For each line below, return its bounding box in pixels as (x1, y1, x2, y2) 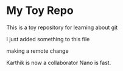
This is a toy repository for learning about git (6, 24, 118, 31)
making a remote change (6, 47, 69, 55)
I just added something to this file (6, 35, 90, 42)
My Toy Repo (6, 4, 74, 18)
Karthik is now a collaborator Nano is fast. (6, 59, 111, 66)
